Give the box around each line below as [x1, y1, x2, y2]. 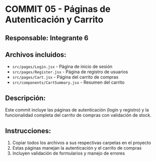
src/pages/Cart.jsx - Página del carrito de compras [12, 74, 119, 80]
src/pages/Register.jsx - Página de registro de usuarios [12, 69, 128, 75]
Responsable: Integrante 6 [5, 34, 89, 42]
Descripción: [5, 94, 46, 102]
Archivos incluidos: [5, 51, 67, 59]
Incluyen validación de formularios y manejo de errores [12, 150, 125, 157]
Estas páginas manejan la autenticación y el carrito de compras [12, 145, 142, 151]
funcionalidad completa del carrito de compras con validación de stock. [5, 112, 152, 118]
